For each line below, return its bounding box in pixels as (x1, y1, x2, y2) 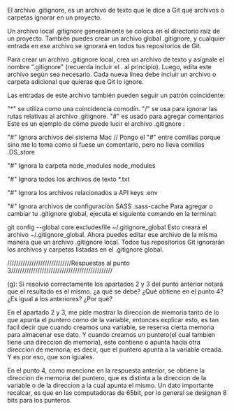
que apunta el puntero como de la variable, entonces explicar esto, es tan (7, 316, 219, 324)
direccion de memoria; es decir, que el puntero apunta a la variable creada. (7, 345, 224, 354)
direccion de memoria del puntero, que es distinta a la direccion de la (7, 374, 207, 382)
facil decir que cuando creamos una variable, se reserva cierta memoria (7, 323, 214, 331)
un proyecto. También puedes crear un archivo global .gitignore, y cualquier (7, 34, 226, 43)
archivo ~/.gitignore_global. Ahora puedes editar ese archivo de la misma (7, 231, 218, 238)
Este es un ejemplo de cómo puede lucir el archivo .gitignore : (7, 120, 185, 128)
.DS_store (7, 148, 35, 156)
